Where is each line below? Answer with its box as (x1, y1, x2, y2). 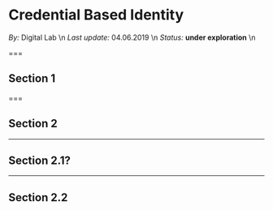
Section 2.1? (8, 153, 71, 167)
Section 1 (8, 71, 55, 86)
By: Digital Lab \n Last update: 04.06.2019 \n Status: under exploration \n (8, 32, 256, 42)
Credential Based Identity (8, 6, 184, 24)
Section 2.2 (8, 191, 68, 204)
